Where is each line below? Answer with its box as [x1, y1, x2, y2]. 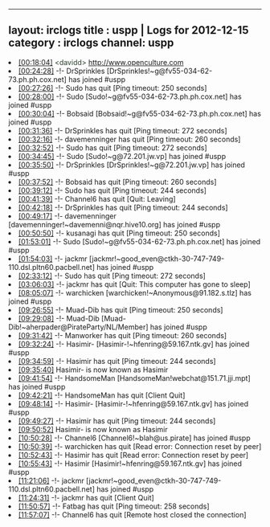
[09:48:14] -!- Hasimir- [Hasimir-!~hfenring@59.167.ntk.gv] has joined [18, 398, 249, 408]
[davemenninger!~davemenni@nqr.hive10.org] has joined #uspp [8, 219, 221, 229]
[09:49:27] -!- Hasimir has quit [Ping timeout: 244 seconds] [18, 415, 216, 426]
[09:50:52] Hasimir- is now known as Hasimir [18, 424, 168, 434]
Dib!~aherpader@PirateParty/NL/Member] [8, 322, 149, 332]
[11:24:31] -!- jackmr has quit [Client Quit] [18, 492, 154, 502]
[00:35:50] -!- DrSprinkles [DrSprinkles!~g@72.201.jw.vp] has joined [18, 160, 245, 170]
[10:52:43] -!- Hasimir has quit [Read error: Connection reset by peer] [18, 450, 249, 460]
